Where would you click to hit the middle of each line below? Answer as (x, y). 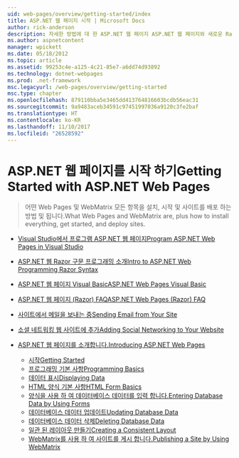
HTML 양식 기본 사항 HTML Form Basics (85, 387)
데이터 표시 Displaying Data (67, 378)
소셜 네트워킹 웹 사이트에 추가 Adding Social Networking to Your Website (121, 330)
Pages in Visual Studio (51, 247)
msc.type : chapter (34, 93)
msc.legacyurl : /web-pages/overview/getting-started (87, 87)
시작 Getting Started (57, 360)
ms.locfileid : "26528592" (46, 133)
